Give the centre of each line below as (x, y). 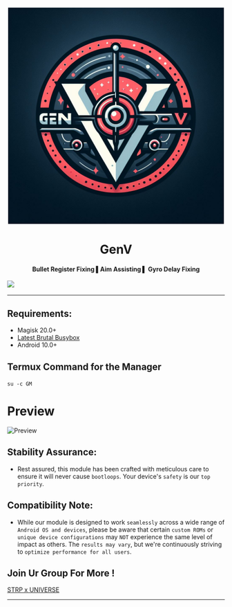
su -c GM (20, 384)
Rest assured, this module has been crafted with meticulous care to (113, 469)
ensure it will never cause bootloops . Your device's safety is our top (114, 476)
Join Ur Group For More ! (61, 573)
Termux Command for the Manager (85, 366)
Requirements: (40, 313)
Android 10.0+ (37, 345)
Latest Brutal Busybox (48, 338)
